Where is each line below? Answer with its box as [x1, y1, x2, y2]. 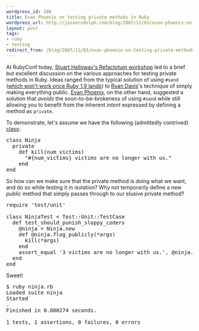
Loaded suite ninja [6, 289, 63, 296]
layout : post [6, 25, 38, 31]
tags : [6, 31, 20, 37]
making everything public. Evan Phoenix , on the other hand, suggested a [6, 88, 184, 95]
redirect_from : [6, 47, 44, 53]
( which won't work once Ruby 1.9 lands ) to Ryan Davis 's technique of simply [6, 82, 192, 89]
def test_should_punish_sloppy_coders [12, 219, 126, 226]
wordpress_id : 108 [6, 8, 52, 15]
